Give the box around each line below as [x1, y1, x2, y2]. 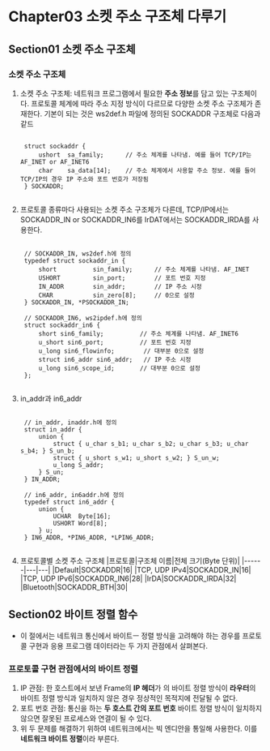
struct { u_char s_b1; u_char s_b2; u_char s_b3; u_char [53, 440, 249, 448]
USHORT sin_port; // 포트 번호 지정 [38, 273, 206, 282]
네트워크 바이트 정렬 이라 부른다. [19, 733, 120, 743]
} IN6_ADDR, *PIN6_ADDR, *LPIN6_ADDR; [23, 533, 155, 542]
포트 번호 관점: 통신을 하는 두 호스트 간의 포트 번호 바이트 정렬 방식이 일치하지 [19, 703, 263, 713]
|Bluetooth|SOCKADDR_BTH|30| [19, 581, 128, 592]
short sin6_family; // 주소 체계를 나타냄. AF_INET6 [38, 329, 238, 337]
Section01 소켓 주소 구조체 [8, 42, 136, 56]
